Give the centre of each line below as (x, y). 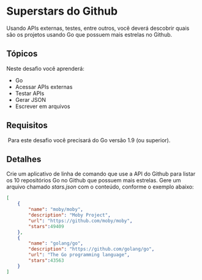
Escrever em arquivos (43, 106)
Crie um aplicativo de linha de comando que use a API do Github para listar (101, 174)
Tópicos (22, 54)
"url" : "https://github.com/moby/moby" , (80, 221)
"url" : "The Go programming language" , (79, 255)
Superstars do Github (62, 11)
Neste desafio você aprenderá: (45, 68)
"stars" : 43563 (46, 260)
